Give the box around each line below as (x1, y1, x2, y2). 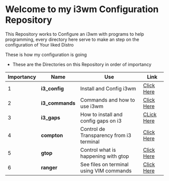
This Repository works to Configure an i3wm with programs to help (5, 31, 144, 37)
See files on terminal (80, 161, 129, 168)
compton (41, 131, 63, 139)
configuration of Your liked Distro (5, 41, 74, 48)
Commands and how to (80, 96, 135, 103)
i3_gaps (41, 114, 60, 121)
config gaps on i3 (80, 117, 122, 124)
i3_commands (41, 100, 75, 107)
